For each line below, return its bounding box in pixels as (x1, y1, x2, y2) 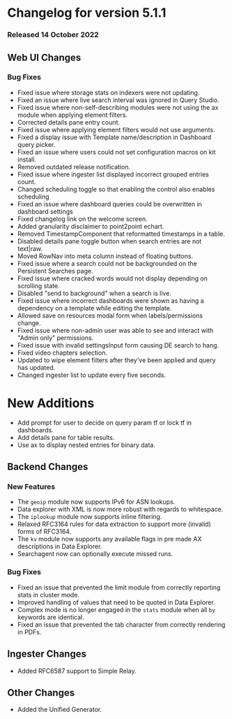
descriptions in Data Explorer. (17, 542, 102, 550)
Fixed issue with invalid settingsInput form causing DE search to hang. (17, 341, 219, 349)
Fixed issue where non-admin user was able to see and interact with (17, 326, 214, 334)
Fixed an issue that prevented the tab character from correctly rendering (17, 620, 226, 629)
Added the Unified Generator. (17, 705, 102, 714)
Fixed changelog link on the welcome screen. (17, 215, 148, 223)
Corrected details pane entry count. (17, 118, 121, 127)
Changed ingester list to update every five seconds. (17, 371, 167, 379)
